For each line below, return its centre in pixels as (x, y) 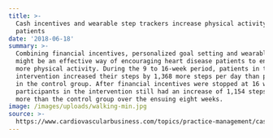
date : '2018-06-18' (41, 39)
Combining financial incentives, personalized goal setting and (127, 54)
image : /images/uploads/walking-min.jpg (78, 106)
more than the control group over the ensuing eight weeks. (119, 99)
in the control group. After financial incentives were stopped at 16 (138, 84)
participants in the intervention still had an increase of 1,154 (130, 91)
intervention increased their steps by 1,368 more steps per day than (138, 76)
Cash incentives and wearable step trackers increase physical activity (141, 24)
